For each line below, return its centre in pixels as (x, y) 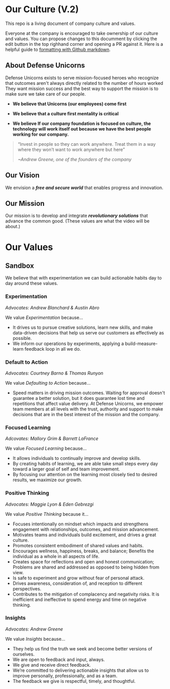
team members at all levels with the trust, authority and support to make (88, 409)
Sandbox (20, 265)
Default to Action (27, 362)
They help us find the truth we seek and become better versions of (82, 648)
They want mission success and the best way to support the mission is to (82, 88)
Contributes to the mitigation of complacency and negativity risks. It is (86, 594)
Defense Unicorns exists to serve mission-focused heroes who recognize (82, 78)
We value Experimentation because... (44, 317)
